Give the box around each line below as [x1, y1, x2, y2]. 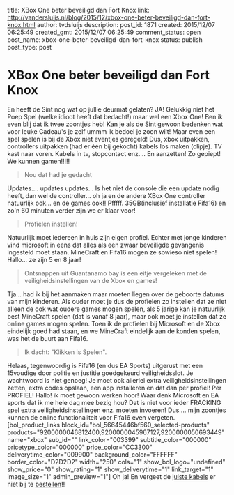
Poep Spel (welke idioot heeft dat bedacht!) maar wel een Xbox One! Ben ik [7, 112, 223, 121]
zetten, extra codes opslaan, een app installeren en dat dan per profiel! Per [7, 383, 222, 392]
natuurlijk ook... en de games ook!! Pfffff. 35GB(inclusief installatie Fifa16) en [7, 199, 226, 207]
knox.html [7, 21, 36, 29]
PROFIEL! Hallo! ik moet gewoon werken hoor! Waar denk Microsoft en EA [7, 390, 219, 399]
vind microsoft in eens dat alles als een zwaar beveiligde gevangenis [7, 241, 204, 249]
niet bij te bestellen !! [7, 480, 65, 488]
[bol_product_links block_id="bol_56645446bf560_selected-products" [7, 420, 210, 429]
